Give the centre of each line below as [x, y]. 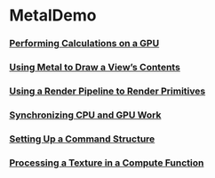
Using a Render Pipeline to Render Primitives [107, 91]
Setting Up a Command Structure [82, 139]
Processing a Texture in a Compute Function [107, 163]
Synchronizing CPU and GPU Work [85, 115]
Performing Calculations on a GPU [84, 44]
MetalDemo [53, 16]
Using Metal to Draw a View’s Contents [95, 68]
